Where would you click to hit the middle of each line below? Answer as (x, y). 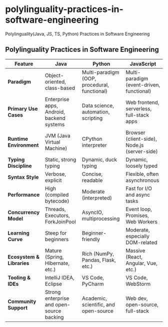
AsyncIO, (92, 212)
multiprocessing (101, 219)
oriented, (55, 81)
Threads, (55, 209)
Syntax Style (23, 177)
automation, (96, 112)
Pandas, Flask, (99, 260)
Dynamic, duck (99, 159)
